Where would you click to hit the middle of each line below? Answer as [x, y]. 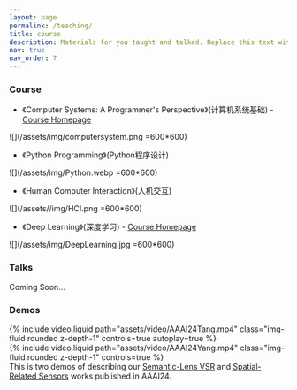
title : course [35, 34]
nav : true [27, 50]
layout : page [33, 17]
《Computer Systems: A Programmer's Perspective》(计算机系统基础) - [148, 110]
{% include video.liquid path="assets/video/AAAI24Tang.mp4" [124, 329]
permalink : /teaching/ [51, 26]
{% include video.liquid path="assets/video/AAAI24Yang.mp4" [124, 348]
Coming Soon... [38, 287]
